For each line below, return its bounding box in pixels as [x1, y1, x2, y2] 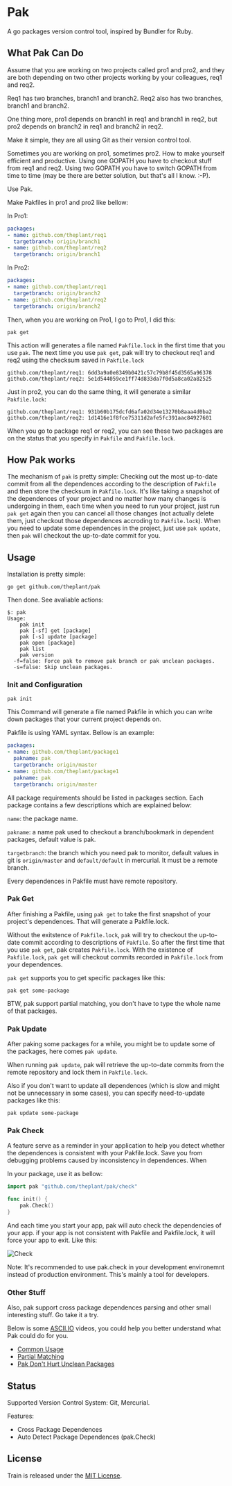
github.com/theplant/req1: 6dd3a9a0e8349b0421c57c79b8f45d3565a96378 [7, 369, 213, 376]
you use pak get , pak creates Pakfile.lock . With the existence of [7, 946, 194, 954]
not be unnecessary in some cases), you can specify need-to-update [7, 1089, 206, 1098]
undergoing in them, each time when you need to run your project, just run [7, 502, 220, 511]
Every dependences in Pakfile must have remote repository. [7, 877, 178, 885]
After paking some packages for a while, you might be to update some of [7, 1040, 216, 1048]
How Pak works [7, 454, 76, 465]
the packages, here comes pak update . [7, 1047, 118, 1056]
